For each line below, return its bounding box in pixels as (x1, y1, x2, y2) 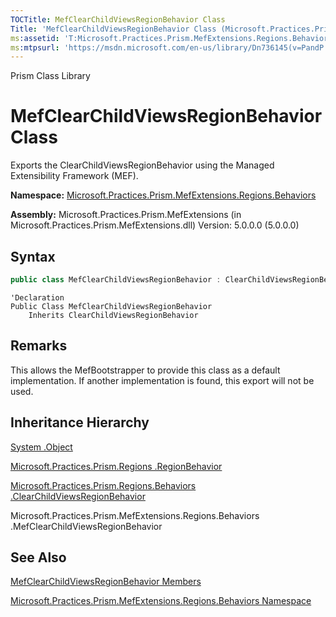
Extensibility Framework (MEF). (10, 170, 139, 182)
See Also (10, 549, 67, 566)
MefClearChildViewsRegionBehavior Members (10, 576, 202, 588)
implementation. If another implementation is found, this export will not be (10, 374, 315, 386)
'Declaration (10, 292, 65, 303)
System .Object (10, 441, 73, 453)
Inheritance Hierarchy (10, 414, 150, 431)
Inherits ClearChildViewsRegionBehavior (28, 310, 199, 320)
